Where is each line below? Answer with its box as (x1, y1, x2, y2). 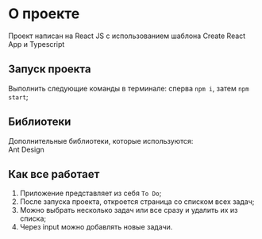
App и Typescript (8, 39, 65, 48)
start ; (8, 92, 29, 102)
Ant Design (8, 145, 45, 154)
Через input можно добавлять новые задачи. (19, 222, 173, 232)
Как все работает (8, 168, 100, 181)
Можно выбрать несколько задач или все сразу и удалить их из (19, 206, 238, 215)
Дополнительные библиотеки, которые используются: (8, 136, 194, 145)
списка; (19, 214, 46, 223)
